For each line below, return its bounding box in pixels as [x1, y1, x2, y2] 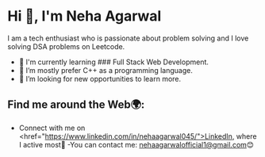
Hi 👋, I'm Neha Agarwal [7, 7, 162, 25]
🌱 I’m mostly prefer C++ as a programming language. [18, 65, 194, 75]
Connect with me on [18, 123, 86, 132]
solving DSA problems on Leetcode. [7, 41, 125, 51]
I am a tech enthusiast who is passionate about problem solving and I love [7, 33, 249, 43]
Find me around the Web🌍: [7, 98, 145, 112]
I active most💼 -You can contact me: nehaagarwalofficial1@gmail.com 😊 [18, 140, 255, 149]
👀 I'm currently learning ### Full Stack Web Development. [18, 57, 209, 67]
